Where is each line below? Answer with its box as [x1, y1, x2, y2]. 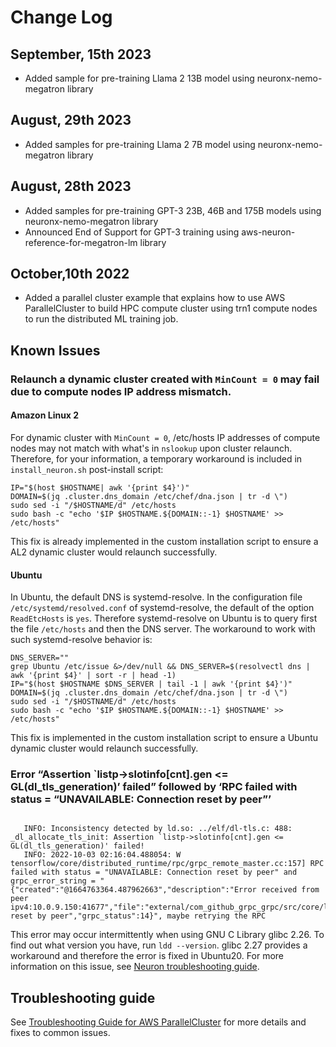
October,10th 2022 [10, 266, 130, 283]
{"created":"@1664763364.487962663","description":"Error [10, 885, 257, 895]
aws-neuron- [241, 226, 296, 238]
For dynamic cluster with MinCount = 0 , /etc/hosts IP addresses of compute [10, 431, 321, 443]
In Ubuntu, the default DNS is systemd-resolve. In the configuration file [10, 591, 303, 603]
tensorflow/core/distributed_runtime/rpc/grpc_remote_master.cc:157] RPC [10, 859, 325, 869]
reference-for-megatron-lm [24, 236, 138, 248]
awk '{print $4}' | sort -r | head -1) [10, 671, 177, 681]
